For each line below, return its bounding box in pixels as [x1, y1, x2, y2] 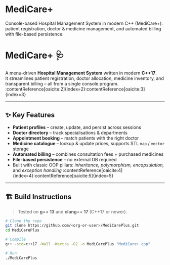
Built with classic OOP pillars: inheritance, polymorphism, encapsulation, [12, 162, 164, 168]
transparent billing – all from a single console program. [5, 80, 119, 86]
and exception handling [12, 167, 62, 173]
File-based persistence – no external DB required [12, 156, 117, 162]
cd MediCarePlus [5, 228, 39, 233]
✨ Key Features [5, 111, 55, 119]
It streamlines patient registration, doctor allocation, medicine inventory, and [5, 75, 164, 81]
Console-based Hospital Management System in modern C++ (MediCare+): [5, 20, 163, 26]
